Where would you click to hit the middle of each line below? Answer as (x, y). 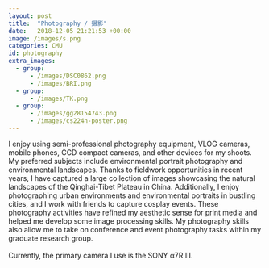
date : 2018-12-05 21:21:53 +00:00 (70, 31)
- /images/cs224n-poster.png (79, 121)
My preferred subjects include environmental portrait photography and (126, 161)
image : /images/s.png (45, 38)
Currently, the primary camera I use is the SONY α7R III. (101, 255)
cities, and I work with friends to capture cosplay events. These (114, 203)
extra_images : (32, 61)
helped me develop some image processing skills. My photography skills (129, 221)
